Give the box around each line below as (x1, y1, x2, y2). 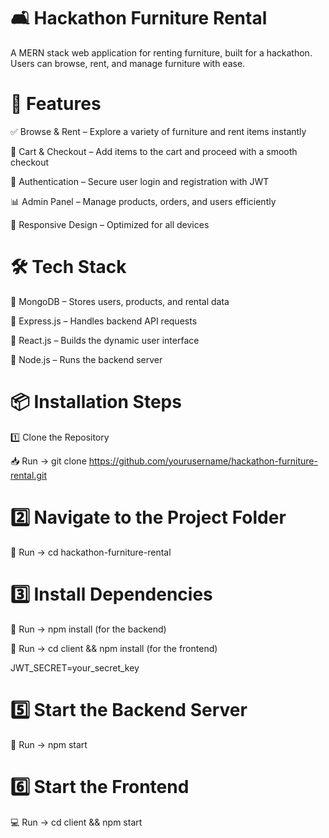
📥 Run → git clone (10, 455, 87, 467)
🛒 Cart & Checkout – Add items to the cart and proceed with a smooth (10, 145, 298, 157)
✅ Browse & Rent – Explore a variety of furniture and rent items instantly (10, 125, 307, 137)
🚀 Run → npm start (10, 738, 88, 750)
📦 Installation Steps (10, 391, 182, 413)
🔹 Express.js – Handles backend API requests (10, 315, 198, 327)
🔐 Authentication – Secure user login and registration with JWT (10, 175, 270, 187)
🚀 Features (10, 93, 102, 115)
